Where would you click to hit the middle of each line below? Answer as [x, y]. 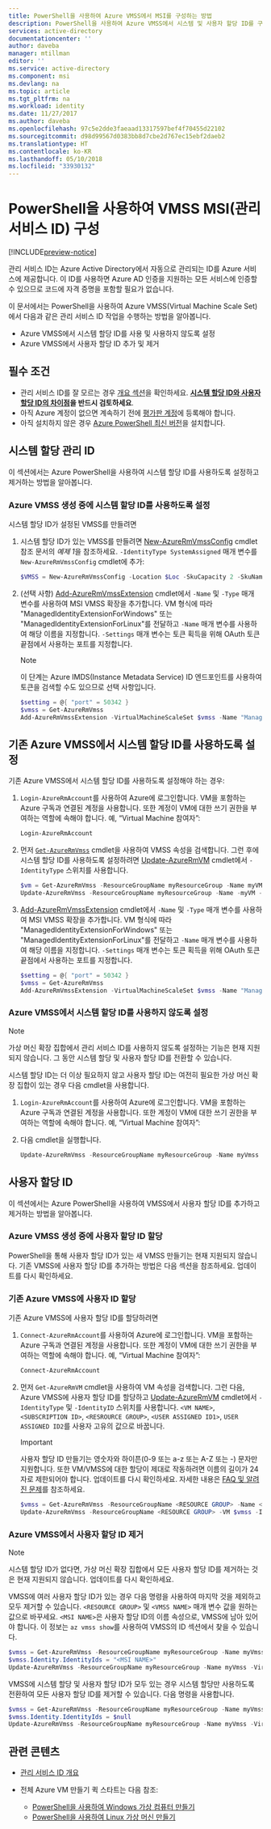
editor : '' [27, 62]
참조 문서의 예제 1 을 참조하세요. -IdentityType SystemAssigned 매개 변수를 [139, 551]
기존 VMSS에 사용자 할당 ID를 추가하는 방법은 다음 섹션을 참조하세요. [127, 1265]
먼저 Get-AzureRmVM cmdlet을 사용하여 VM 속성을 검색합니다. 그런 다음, [132, 1387]
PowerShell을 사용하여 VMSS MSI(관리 [135, 209]
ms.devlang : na [34, 83]
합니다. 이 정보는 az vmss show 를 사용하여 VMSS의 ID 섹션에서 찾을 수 [127, 1627]
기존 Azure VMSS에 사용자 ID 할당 [72, 1298]
